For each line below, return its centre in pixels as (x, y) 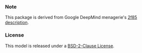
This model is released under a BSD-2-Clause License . (60, 46)
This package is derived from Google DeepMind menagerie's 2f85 (71, 18)
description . (17, 22)
